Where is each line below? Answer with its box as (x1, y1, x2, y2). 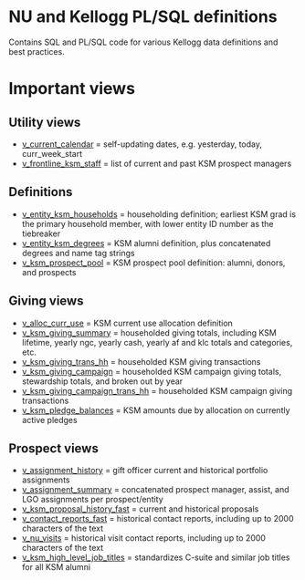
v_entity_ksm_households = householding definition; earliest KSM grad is (21, 208, 297, 220)
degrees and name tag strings (21, 247, 135, 258)
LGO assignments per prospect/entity (21, 494, 163, 505)
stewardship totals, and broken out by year (21, 376, 184, 387)
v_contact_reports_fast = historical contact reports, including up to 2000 (21, 513, 294, 524)
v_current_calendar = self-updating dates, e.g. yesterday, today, (21, 139, 262, 150)
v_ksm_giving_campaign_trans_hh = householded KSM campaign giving (21, 385, 293, 396)
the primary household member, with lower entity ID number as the (21, 218, 274, 229)
